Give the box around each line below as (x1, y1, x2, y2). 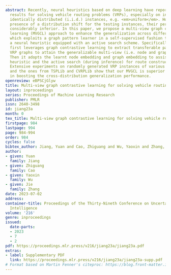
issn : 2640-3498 (5, 102, 40, 107)
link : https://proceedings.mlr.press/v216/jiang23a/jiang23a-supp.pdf (10, 257, 163, 263)
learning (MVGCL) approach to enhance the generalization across (10, 31, 152, 36)
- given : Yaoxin (5, 173, 40, 178)
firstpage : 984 (5, 120, 38, 126)
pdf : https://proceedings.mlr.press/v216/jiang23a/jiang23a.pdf (5, 243, 145, 249)
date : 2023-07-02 (5, 191, 42, 196)
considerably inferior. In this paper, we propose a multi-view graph (10, 26, 163, 31)
